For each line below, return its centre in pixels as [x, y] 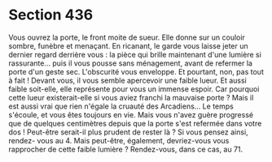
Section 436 [51, 15]
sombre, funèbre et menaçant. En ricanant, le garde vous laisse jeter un [128, 45]
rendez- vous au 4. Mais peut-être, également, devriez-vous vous [119, 140]
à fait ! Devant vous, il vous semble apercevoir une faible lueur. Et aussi [127, 80]
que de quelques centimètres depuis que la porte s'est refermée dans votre [135, 123]
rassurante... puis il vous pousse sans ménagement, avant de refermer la [130, 63]
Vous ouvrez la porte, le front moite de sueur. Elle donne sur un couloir [127, 37]
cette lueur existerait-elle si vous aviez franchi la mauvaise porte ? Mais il [131, 97]
